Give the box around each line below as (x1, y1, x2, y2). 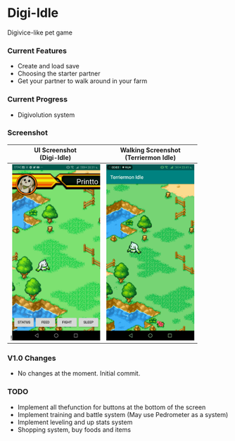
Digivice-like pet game (7, 28, 72, 37)
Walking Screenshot (120, 146, 181, 154)
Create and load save (17, 62, 80, 70)
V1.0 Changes (7, 354, 56, 363)
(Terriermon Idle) (125, 154, 176, 162)
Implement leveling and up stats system (17, 418, 133, 426)
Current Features (7, 46, 68, 56)
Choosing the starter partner (17, 69, 101, 78)
